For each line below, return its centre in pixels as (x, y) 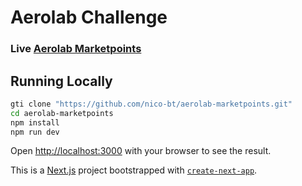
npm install (35, 122)
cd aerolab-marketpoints (62, 113)
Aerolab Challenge (89, 17)
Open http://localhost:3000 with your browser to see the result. (141, 151)
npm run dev (35, 132)
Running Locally (61, 81)
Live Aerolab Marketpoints (76, 49)
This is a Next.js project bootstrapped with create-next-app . (134, 170)
